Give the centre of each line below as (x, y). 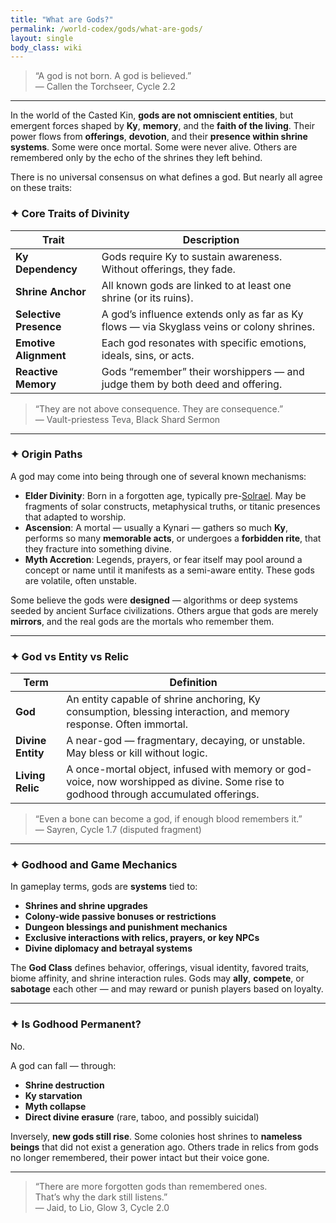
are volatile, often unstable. (81, 580)
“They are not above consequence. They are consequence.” (159, 408)
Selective (38, 314)
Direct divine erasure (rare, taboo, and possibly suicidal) (142, 1117)
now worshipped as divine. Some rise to (190, 782)
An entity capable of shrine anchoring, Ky (163, 699)
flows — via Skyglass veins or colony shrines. (208, 326)
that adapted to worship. (75, 517)
